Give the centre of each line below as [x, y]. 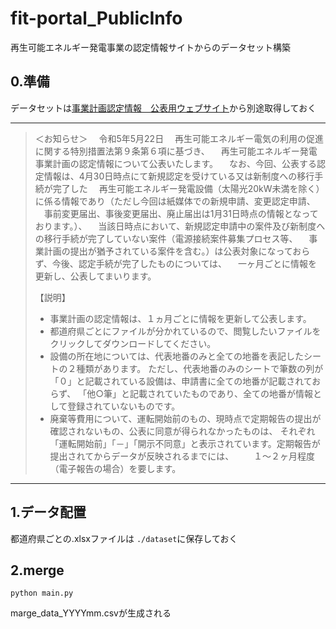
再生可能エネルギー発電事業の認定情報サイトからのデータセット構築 [150, 47]
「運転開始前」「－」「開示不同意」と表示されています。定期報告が [185, 443]
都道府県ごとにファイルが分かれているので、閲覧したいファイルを [185, 331]
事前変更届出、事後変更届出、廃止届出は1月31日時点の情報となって [181, 213]
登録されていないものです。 [124, 406]
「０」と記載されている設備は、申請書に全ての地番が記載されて [181, 381]
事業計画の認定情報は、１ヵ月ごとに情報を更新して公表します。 [180, 318]
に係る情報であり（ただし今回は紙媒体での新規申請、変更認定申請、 [175, 201]
